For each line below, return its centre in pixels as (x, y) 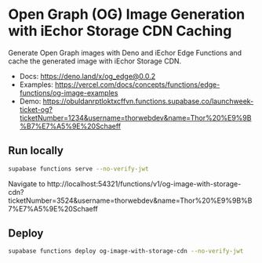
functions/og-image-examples (69, 92)
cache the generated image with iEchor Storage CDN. (95, 61)
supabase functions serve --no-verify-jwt (78, 169)
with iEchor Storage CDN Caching (120, 31)
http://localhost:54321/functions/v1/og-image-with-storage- (144, 184)
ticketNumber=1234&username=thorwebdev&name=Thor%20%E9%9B (135, 117)
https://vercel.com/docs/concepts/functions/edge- (137, 85)
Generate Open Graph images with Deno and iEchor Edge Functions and (125, 52)
